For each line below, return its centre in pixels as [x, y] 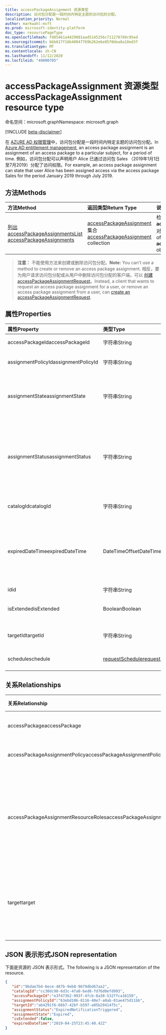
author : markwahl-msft [28, 24]
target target [21, 902]
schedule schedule [29, 659]
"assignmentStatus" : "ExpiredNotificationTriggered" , [67, 1010]
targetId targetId [26, 635]
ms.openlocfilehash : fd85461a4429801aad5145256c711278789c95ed [72, 38]
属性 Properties [28, 314]
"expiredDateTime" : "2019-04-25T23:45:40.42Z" [59, 1024]
